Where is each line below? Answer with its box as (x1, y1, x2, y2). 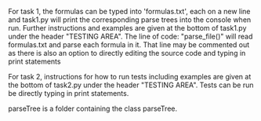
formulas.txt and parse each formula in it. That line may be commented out (8, 40, 250, 49)
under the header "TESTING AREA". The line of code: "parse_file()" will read (8, 31, 253, 41)
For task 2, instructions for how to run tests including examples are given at (8, 72, 252, 81)
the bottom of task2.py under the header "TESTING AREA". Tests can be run (8, 80, 254, 90)
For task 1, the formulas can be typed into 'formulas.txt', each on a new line (8, 7, 251, 16)
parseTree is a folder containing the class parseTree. (8, 104, 178, 113)
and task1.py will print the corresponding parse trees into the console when (8, 15, 252, 24)
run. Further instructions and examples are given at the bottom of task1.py (8, 24, 247, 32)
